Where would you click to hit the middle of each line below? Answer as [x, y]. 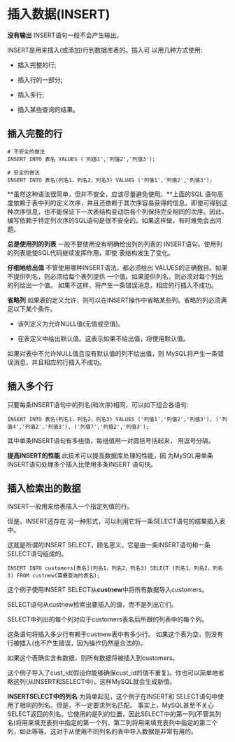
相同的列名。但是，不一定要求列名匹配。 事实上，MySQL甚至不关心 [117, 706]
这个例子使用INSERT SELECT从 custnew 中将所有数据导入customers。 [108, 590]
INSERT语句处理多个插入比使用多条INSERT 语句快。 [82, 464]
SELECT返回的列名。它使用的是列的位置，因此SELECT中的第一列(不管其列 [114, 714]
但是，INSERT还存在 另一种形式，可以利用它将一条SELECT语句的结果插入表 [116, 521]
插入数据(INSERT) [59, 14]
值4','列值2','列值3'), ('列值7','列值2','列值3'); [78, 427]
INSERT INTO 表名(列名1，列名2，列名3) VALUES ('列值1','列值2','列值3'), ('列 [117, 419]
